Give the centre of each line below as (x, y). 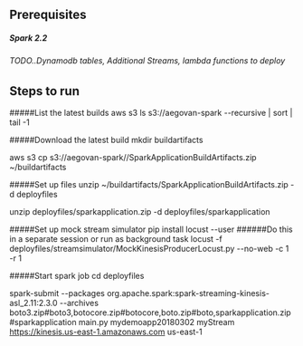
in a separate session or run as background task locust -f (116, 239)
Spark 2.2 (28, 38)
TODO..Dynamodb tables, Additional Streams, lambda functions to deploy (147, 61)
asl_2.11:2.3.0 (33, 303)
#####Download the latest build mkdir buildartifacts (106, 140)
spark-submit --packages (57, 293)
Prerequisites (48, 15)
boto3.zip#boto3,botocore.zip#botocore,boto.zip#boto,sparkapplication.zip (150, 312)
